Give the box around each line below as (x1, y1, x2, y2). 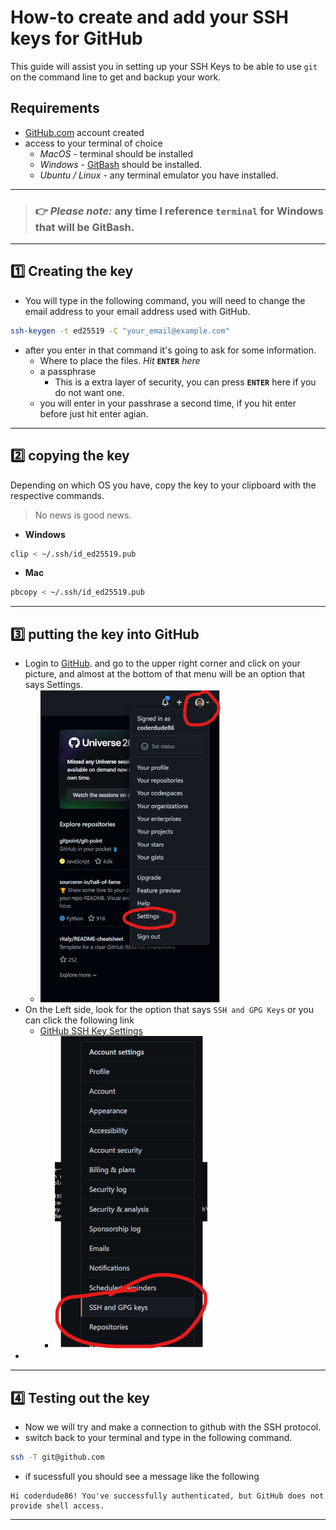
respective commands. (10, 489, 105, 501)
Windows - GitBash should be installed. (39, 158, 203, 170)
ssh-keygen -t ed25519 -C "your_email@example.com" (10, 326, 230, 336)
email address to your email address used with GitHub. (24, 305, 251, 317)
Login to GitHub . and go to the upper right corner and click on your (24, 657, 301, 670)
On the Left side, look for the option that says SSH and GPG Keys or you (24, 1004, 314, 1016)
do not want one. (54, 386, 125, 398)
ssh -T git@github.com (10, 1452, 105, 1462)
